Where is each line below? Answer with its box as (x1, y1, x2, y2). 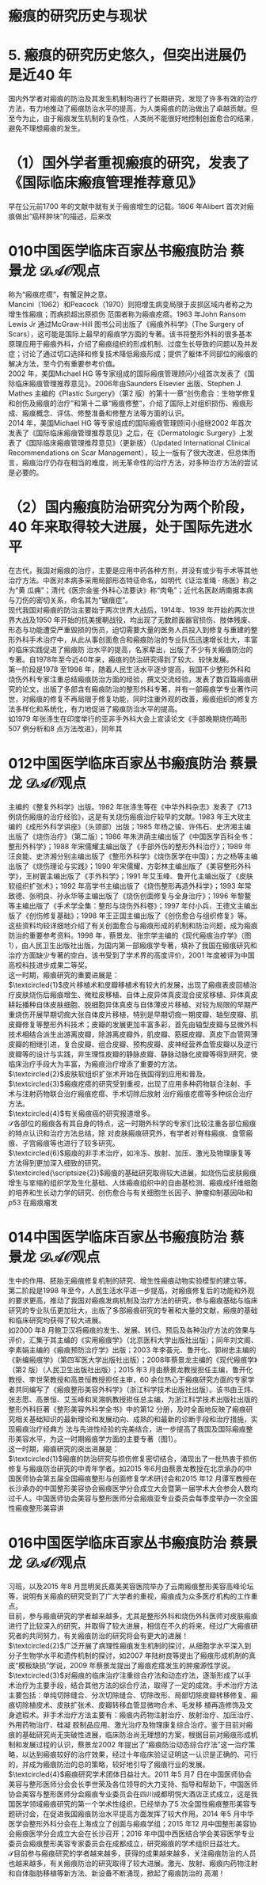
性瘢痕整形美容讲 (8, 1503, 64, 1512)
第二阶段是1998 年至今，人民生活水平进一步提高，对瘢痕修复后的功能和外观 (8, 1285, 255, 1295)
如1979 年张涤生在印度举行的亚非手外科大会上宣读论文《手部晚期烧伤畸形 (8, 714, 248, 723)
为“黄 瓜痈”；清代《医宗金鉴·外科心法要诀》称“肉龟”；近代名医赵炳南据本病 (8, 585, 253, 594)
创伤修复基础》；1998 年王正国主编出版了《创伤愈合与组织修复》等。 (28, 911, 252, 920)
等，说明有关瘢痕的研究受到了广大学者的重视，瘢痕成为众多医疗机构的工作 (8, 1591, 251, 1601)
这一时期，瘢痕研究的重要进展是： (8, 970, 120, 980)
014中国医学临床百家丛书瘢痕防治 (8, 1228, 227, 1246)
